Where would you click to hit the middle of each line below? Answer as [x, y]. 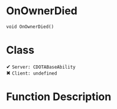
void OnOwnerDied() [30, 27]
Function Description [59, 97]
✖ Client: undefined [32, 73]
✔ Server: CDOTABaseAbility [41, 66]
